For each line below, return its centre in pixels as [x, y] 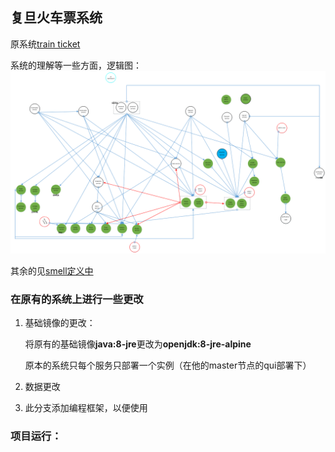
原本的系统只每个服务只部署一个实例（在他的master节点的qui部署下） [168, 365]
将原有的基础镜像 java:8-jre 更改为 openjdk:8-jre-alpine [138, 344]
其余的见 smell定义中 [52, 271]
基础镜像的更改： [60, 323]
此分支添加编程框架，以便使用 [86, 408]
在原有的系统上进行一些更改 [77, 300]
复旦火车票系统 [56, 18]
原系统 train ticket [45, 44]
